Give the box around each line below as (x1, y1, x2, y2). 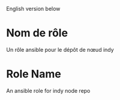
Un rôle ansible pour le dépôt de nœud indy (6, 46, 114, 53)
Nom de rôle (6, 27, 68, 40)
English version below (6, 5, 61, 12)
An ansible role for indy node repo (6, 87, 91, 94)
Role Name (6, 67, 61, 81)
